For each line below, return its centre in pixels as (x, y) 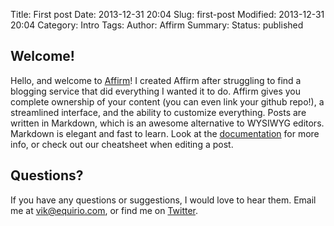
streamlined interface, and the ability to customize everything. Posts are (158, 112)
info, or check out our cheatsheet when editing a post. (122, 144)
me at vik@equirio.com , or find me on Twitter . (104, 210)
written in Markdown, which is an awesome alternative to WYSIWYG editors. (167, 123)
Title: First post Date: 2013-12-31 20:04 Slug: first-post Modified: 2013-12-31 (167, 14)
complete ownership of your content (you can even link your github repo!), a (167, 101)
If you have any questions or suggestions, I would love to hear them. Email (163, 200)
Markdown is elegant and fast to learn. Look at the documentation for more (165, 133)
